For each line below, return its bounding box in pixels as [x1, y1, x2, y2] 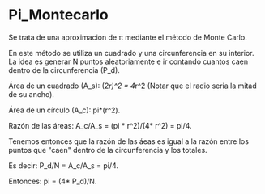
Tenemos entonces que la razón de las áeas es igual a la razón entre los [8, 136, 250, 146]
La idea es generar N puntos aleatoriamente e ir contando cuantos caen [8, 57, 249, 66]
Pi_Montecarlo [8, 6, 109, 24]
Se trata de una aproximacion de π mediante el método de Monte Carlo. [8, 32, 247, 42]
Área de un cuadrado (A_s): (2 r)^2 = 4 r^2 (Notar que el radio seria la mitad [8, 81, 257, 91]
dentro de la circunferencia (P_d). [8, 65, 120, 74]
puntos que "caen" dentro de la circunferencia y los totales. [8, 145, 208, 154]
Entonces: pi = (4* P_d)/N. [8, 176, 97, 186]
